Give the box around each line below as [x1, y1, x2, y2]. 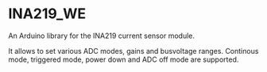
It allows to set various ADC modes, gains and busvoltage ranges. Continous [8, 46, 259, 55]
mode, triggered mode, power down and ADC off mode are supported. [8, 55, 239, 64]
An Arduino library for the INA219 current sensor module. [8, 31, 195, 40]
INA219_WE [8, 5, 87, 23]
